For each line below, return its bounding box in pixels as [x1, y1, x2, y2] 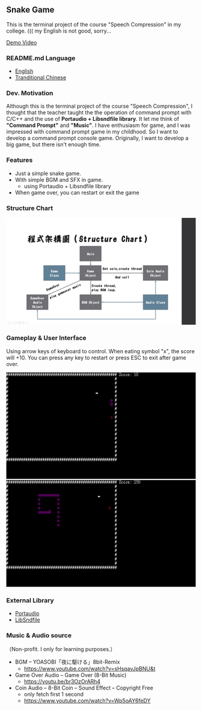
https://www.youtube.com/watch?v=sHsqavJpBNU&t [23, 665, 156, 673]
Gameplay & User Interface [6, 334, 87, 342]
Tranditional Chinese [14, 74, 67, 81]
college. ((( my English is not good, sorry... [6, 27, 111, 34]
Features [6, 156, 33, 164]
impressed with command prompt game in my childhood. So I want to [6, 128, 179, 135]
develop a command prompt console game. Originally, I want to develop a [6, 135, 189, 142]
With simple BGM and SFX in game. [14, 176, 103, 183]
